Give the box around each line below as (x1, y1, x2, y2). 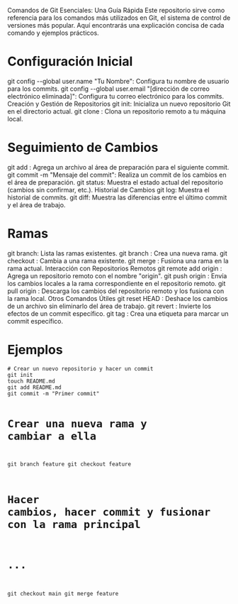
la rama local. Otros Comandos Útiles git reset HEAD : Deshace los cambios (7, 294, 228, 302)
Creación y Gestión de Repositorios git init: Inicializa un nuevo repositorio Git (7, 99, 231, 108)
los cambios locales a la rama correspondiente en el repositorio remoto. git (7, 279, 226, 287)
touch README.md (7, 378, 55, 385)
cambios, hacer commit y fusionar (7, 505, 211, 519)
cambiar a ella (7, 429, 97, 443)
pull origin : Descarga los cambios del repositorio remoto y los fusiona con (7, 287, 225, 295)
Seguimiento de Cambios (7, 140, 159, 155)
